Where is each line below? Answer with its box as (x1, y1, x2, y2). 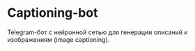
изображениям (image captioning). (7, 35, 110, 43)
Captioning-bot (7, 5, 98, 21)
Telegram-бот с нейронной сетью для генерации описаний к (7, 28, 188, 36)
